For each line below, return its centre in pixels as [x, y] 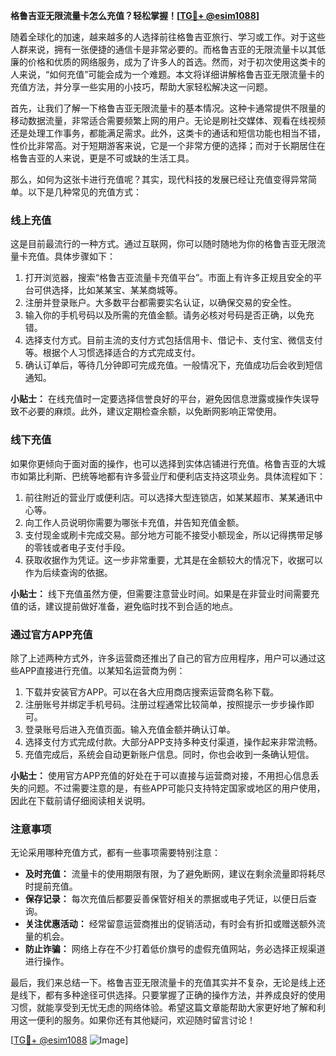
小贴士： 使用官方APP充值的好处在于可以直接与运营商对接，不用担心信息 [160, 775]
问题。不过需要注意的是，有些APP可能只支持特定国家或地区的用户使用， [176, 788]
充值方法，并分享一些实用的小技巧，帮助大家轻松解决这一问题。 [141, 87]
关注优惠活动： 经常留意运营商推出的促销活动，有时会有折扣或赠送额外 [170, 924]
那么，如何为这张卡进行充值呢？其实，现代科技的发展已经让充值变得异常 [159, 179]
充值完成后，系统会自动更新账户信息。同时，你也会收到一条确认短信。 [169, 754]
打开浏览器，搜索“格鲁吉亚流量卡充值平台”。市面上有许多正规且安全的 [169, 278]
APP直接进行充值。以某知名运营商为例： [102, 670]
